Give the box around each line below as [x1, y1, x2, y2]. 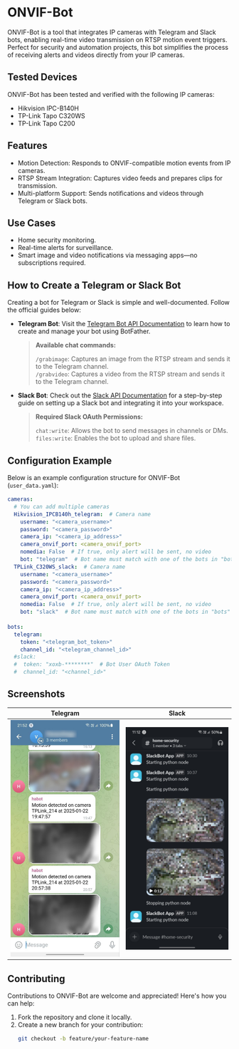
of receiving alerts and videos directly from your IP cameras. [7, 51, 185, 59]
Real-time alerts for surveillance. [17, 244, 114, 252]
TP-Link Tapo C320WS [17, 111, 85, 120]
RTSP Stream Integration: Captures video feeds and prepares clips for [17, 174, 223, 182]
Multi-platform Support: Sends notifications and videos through [17, 189, 204, 197]
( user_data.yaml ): [7, 481, 59, 489]
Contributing [7, 973, 65, 985]
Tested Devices [7, 71, 78, 83]
